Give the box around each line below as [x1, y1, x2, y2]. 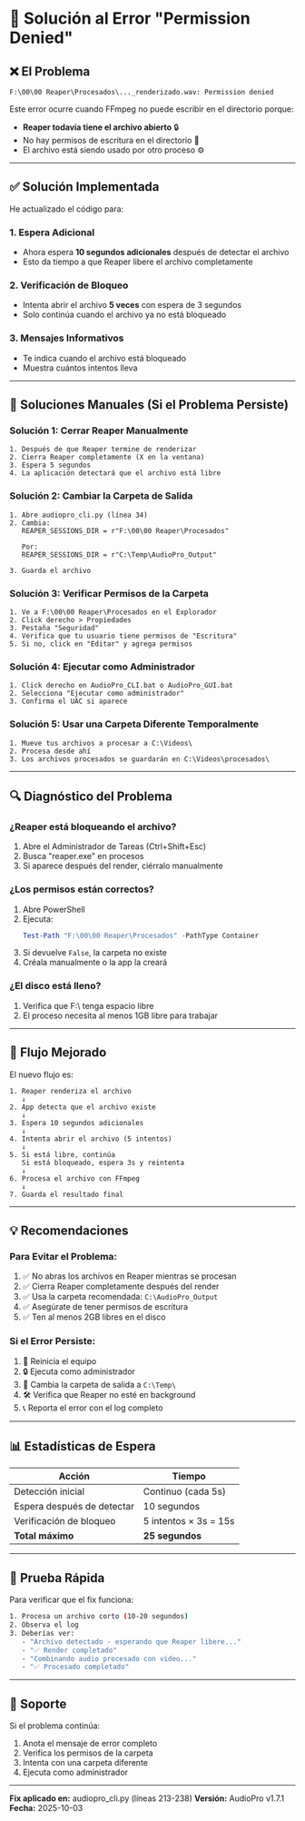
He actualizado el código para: [9, 203, 124, 214]
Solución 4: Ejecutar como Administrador [9, 660, 195, 673]
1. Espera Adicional [9, 226, 95, 239]
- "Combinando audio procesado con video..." [21, 1654, 197, 1663]
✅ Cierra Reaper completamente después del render [22, 1281, 220, 1292]
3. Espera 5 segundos [9, 460, 92, 470]
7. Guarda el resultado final [9, 1190, 124, 1199]
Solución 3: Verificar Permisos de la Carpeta [9, 587, 209, 599]
